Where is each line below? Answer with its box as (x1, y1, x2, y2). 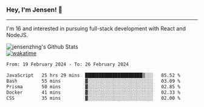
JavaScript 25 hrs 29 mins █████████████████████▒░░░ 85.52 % (6, 72, 181, 78)
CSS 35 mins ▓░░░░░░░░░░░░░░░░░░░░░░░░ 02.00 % (6, 95, 181, 101)
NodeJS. (6, 32, 29, 39)
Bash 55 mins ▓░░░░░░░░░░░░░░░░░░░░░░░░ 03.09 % (6, 78, 181, 85)
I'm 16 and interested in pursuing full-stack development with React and (6, 25, 186, 32)
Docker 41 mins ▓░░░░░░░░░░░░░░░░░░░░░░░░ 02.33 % (6, 89, 181, 95)
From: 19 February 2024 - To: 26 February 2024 (6, 61, 129, 67)
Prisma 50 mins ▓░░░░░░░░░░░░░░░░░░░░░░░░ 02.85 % (6, 83, 181, 90)
